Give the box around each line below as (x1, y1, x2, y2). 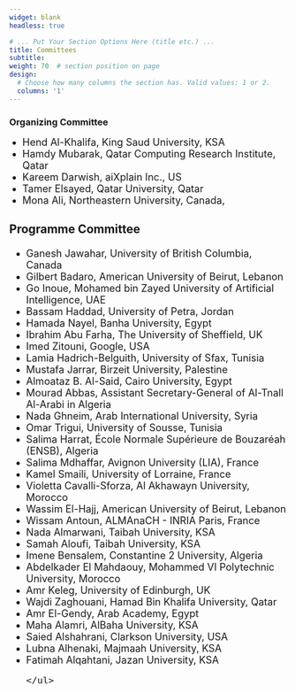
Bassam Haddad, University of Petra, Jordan (26, 305, 234, 319)
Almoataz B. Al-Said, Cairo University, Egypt (26, 375, 232, 388)
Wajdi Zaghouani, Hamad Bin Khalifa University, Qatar (26, 596, 277, 609)
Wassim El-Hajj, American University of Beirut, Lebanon (26, 503, 287, 516)
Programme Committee (9, 222, 140, 237)
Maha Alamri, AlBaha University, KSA (26, 619, 199, 632)
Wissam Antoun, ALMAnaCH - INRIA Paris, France (26, 514, 261, 527)
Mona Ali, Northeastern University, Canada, (21, 194, 225, 206)
